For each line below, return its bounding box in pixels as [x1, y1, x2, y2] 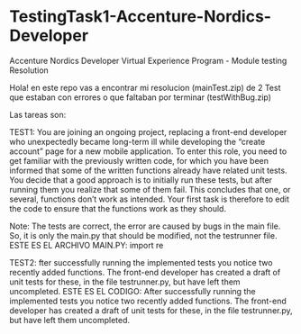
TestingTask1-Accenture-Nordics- [9, 6, 272, 27]
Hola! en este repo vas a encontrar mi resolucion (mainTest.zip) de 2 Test [9, 82, 281, 93]
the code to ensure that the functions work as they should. [9, 203, 227, 213]
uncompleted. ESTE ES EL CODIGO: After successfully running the [9, 285, 256, 296]
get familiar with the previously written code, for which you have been [9, 155, 269, 166]
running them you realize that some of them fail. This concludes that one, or [9, 184, 291, 194]
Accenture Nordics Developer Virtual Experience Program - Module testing [9, 55, 287, 66]
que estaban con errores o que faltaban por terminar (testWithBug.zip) [9, 92, 272, 103]
